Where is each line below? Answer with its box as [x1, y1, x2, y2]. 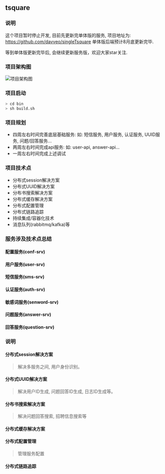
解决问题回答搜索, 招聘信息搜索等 [17, 413, 87, 419]
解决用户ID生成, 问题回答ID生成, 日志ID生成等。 [17, 388, 116, 394]
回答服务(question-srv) [5, 324, 54, 330]
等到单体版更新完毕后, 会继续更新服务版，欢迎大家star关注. [5, 49, 128, 55]
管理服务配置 [17, 451, 44, 457]
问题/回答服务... [19, 138, 52, 144]
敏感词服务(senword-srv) [5, 299, 59, 305]
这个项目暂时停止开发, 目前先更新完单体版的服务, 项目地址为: [5, 32, 131, 38]
